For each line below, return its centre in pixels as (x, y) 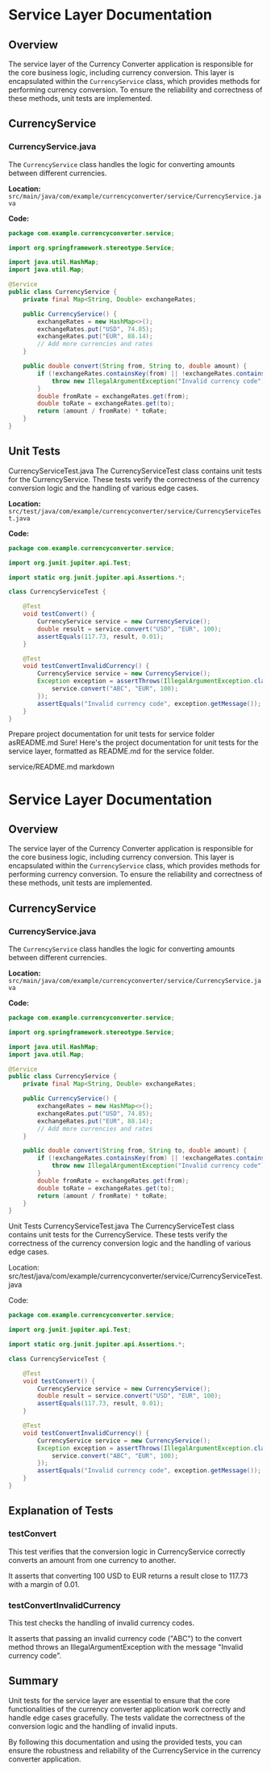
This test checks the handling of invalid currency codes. (102, 1623)
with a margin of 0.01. (44, 1584)
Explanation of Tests (61, 1511)
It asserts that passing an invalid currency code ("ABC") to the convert (125, 1638)
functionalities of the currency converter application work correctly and (127, 1709)
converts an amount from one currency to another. (92, 1560)
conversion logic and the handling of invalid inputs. (93, 1726)
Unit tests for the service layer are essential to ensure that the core (119, 1700)
